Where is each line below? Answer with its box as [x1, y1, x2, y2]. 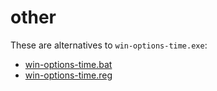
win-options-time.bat [24, 58, 113, 70]
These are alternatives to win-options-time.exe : [10, 39, 208, 51]
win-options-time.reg [24, 69, 113, 81]
